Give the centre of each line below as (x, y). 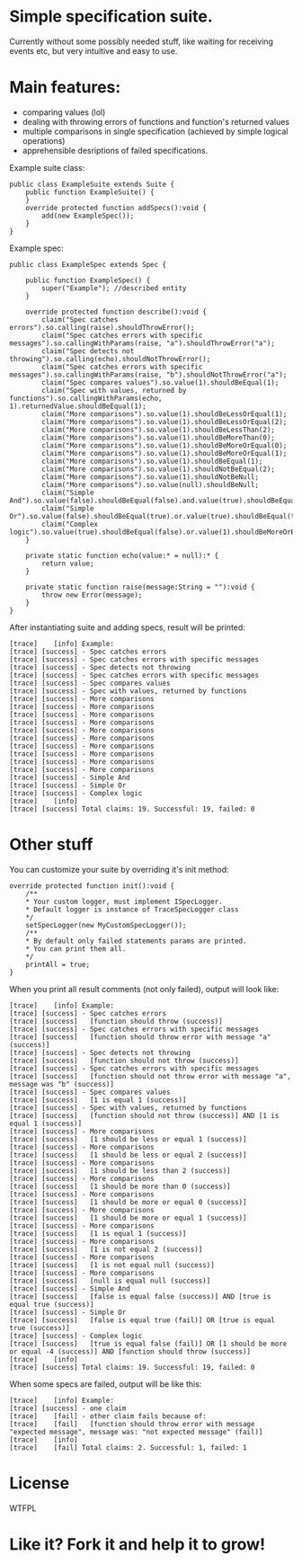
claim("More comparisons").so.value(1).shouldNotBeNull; (150, 477)
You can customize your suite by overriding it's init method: (119, 869)
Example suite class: (47, 167)
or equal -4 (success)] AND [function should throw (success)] (130, 1351)
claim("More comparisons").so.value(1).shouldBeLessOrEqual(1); (164, 414)
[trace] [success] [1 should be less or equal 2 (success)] (128, 1155)
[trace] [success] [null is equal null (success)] (110, 1281)
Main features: (65, 88)
